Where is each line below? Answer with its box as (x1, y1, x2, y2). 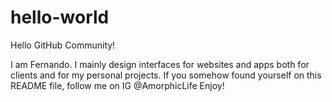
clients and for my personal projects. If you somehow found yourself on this (10, 69, 322, 81)
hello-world (10, 6, 110, 29)
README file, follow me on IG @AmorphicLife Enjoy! (10, 79, 225, 91)
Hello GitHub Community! (10, 39, 116, 51)
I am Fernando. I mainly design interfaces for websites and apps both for (10, 58, 310, 70)
